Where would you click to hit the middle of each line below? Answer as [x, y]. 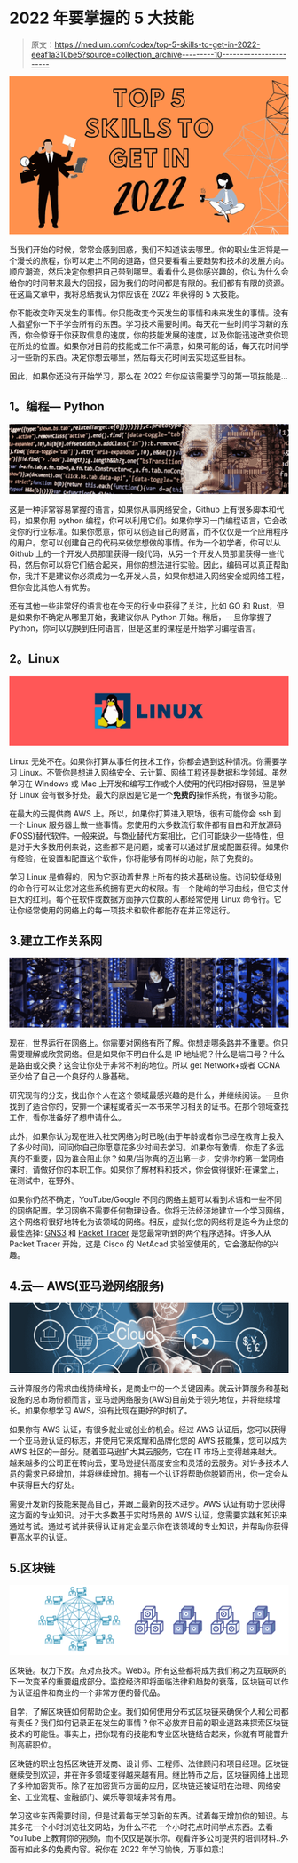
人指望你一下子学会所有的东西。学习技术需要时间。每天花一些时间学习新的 [145, 323]
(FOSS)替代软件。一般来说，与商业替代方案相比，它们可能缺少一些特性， [143, 835]
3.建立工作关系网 [56, 940]
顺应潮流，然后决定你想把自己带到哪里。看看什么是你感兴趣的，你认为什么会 [149, 271]
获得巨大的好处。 [48, 1485]
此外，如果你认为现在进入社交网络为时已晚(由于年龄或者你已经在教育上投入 [147, 1136]
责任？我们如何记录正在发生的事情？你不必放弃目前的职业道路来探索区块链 [153, 1722]
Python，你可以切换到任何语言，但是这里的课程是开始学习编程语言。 [135, 628]
